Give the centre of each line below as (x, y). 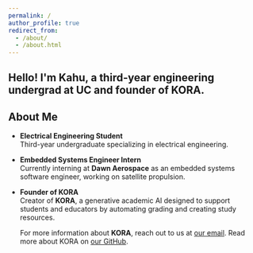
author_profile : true (44, 23)
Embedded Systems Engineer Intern (80, 160)
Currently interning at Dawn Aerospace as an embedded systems (127, 169)
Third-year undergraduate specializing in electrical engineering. (124, 145)
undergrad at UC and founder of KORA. (106, 90)
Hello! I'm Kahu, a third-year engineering (111, 78)
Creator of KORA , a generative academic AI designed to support (125, 200)
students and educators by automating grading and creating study (128, 209)
